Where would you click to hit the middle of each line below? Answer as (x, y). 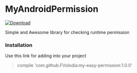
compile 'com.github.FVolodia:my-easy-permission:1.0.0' (75, 66)
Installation (19, 45)
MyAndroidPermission (52, 9)
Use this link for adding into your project (46, 56)
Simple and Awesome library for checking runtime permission (67, 32)
